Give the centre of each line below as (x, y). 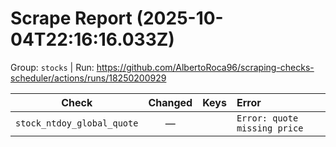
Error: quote (267, 118)
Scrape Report (71, 18)
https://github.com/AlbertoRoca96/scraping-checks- (205, 67)
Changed (170, 102)
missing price (270, 128)
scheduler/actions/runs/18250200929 (88, 78)
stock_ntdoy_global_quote (77, 123)
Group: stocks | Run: (52, 67)
